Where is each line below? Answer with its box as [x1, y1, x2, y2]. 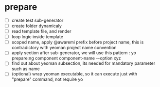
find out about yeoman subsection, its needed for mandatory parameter [11, 60, 156, 66]
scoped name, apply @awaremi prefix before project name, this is [11, 39, 144, 45]
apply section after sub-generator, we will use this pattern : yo [11, 50, 137, 56]
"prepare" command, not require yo [11, 76, 83, 82]
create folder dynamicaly [11, 23, 62, 29]
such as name [11, 66, 40, 72]
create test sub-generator [11, 17, 64, 23]
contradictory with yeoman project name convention [11, 45, 117, 51]
